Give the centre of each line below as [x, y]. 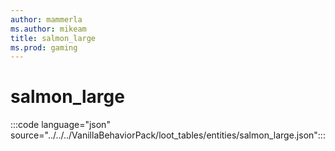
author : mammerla [46, 19]
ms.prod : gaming [44, 47]
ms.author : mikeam [48, 29]
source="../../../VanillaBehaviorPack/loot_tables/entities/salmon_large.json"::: [168, 135]
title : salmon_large [53, 38]
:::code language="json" [60, 125]
